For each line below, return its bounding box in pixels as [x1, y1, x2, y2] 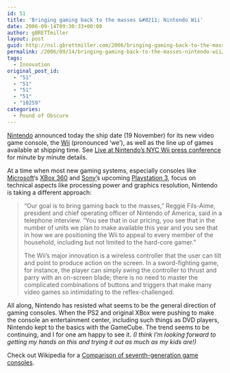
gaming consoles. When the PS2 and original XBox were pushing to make [7, 308, 214, 317]
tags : [7, 55, 23, 62]
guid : [7, 42, 23, 49]
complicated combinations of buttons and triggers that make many [23, 280, 212, 289]
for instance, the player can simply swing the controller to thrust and [23, 266, 217, 274]
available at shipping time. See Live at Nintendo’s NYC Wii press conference [7, 146, 221, 154]
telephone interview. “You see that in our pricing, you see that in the [23, 216, 216, 224]
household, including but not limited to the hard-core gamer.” [23, 238, 196, 246]
